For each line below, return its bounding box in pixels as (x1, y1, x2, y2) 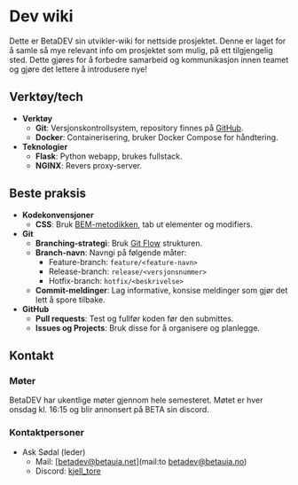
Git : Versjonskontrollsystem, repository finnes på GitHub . (35, 122, 244, 133)
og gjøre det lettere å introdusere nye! (9, 64, 148, 74)
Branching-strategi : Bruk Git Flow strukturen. (35, 238, 203, 248)
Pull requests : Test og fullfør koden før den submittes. (35, 313, 234, 324)
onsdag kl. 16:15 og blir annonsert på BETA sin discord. (9, 404, 210, 415)
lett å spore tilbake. (35, 294, 106, 305)
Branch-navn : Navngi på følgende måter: (35, 246, 187, 258)
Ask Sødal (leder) (21, 446, 86, 458)
